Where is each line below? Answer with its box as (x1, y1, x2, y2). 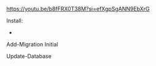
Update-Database (6, 53, 52, 60)
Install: (6, 17, 23, 24)
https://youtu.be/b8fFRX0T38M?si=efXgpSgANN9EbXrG (6, 5, 150, 12)
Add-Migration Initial (6, 41, 58, 48)
